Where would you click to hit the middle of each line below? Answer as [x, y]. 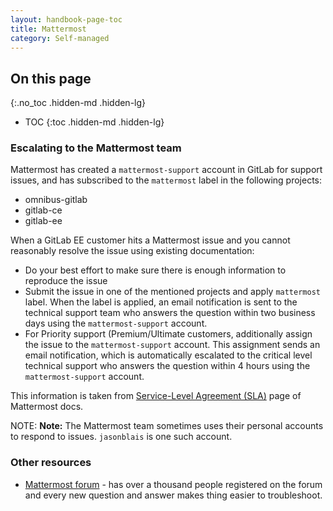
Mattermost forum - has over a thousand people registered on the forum [173, 484]
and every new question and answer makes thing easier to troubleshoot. [173, 495]
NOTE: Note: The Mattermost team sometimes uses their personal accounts [167, 426]
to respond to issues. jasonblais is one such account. [121, 437]
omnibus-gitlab [56, 200]
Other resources [51, 463]
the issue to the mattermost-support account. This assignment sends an [172, 345]
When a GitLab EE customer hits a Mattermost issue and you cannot [150, 240]
